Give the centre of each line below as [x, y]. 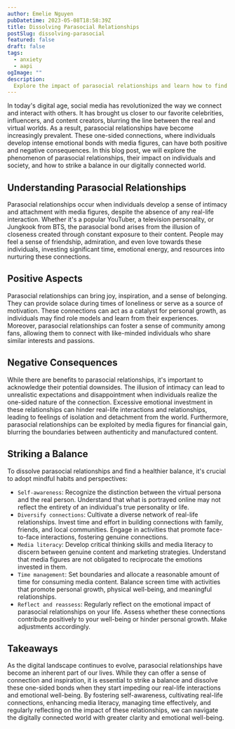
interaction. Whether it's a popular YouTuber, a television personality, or [110, 219]
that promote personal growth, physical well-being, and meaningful [115, 589]
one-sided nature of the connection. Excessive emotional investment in [110, 402]
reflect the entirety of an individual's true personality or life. [103, 507]
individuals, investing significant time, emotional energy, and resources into [116, 250]
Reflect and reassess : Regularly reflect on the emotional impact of [114, 604]
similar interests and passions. [51, 340]
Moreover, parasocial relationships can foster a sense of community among [116, 325]
